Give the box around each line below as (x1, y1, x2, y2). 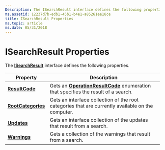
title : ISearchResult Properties (5, 16, 74, 21)
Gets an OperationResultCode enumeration (50, 83, 151, 89)
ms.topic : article (5, 21, 43, 26)
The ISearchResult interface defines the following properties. (5, 63, 130, 68)
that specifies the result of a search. (50, 88, 133, 95)
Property (15, 74, 37, 81)
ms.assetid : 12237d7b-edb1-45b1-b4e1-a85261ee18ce (5, 12, 111, 17)
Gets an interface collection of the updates (50, 117, 148, 124)
